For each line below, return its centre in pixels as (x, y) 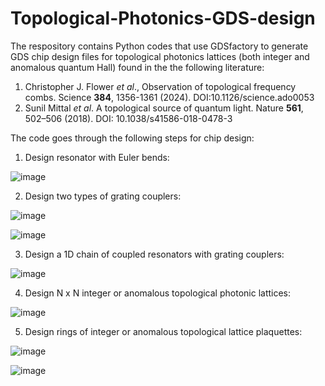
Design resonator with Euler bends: (97, 157)
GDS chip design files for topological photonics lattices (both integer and (160, 56)
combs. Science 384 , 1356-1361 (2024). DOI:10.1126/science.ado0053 (169, 97)
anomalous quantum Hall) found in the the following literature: (137, 67)
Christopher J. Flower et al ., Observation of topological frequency (160, 86)
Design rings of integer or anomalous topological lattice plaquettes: (163, 331)
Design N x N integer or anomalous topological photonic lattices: (158, 293)
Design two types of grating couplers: (103, 196)
